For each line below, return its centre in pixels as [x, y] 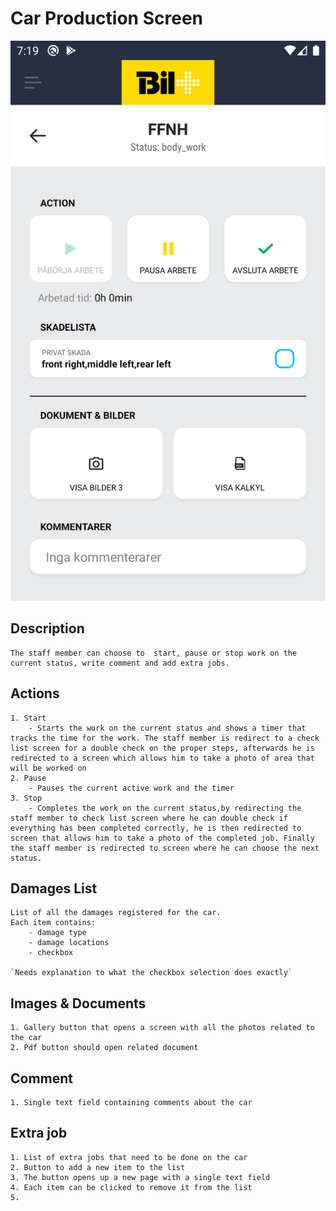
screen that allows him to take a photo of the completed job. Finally [162, 838]
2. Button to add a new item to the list [98, 1167]
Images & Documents [78, 1003]
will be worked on [48, 768]
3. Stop [26, 798]
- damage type [57, 933]
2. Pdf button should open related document [104, 1048]
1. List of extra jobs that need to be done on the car [129, 1157]
